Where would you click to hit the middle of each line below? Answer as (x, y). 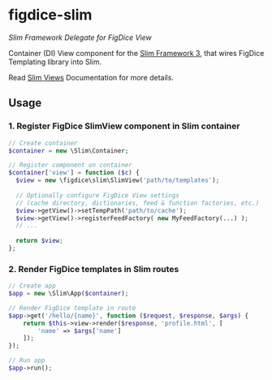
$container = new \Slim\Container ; (69, 151)
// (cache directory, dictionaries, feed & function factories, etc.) (138, 203)
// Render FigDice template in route (72, 308)
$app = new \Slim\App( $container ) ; (69, 294)
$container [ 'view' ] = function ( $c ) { (74, 173)
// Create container (43, 143)
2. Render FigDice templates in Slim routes (94, 269)
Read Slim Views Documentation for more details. (91, 77)
